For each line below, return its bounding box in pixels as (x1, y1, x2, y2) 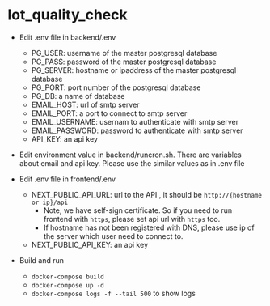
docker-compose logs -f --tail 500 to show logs (31, 288, 196, 298)
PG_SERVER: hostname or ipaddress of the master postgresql (31, 65, 237, 74)
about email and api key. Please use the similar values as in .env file (19, 158, 245, 168)
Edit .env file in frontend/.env (19, 174, 116, 184)
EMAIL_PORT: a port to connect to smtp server (31, 108, 188, 118)
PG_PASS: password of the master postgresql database (31, 57, 217, 66)
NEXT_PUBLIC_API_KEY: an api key (31, 240, 149, 249)
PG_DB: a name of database (31, 91, 125, 100)
